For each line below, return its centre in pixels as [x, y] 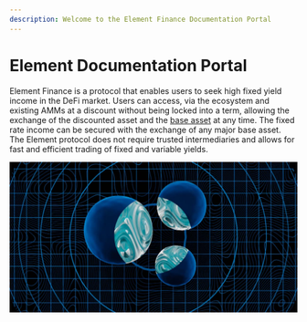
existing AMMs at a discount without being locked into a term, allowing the [149, 110]
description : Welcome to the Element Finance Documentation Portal [141, 19]
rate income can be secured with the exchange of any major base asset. [145, 130]
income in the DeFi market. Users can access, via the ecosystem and [139, 100]
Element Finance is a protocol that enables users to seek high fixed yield [146, 90]
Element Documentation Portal [128, 65]
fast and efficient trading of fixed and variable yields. [109, 149]
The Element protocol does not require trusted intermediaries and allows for [152, 139]
